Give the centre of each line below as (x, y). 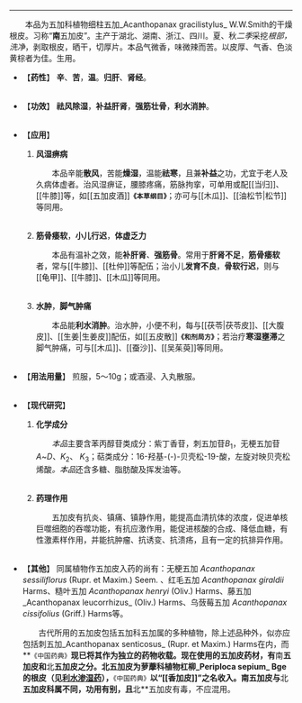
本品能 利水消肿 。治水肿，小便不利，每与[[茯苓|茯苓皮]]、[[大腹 (168, 325)
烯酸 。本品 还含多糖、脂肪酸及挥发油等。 (111, 469)
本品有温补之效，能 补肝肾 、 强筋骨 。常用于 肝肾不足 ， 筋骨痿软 (166, 255)
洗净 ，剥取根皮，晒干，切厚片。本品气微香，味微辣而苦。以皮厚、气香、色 (147, 47)
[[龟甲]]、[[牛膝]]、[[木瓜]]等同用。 (100, 277)
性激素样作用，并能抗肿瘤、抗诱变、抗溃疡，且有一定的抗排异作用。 (162, 539)
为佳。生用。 (57, 58)
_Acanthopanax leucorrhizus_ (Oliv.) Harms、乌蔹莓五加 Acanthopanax (155, 602)
